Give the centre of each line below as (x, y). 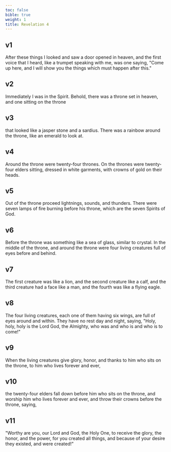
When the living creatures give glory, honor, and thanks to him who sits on (83, 360)
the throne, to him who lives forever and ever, (53, 365)
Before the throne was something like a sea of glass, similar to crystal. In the (86, 243)
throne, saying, (21, 405)
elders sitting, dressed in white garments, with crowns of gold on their (89, 170)
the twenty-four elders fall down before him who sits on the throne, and (80, 394)
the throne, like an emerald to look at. (44, 135)
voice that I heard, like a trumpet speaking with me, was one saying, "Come (85, 63)
